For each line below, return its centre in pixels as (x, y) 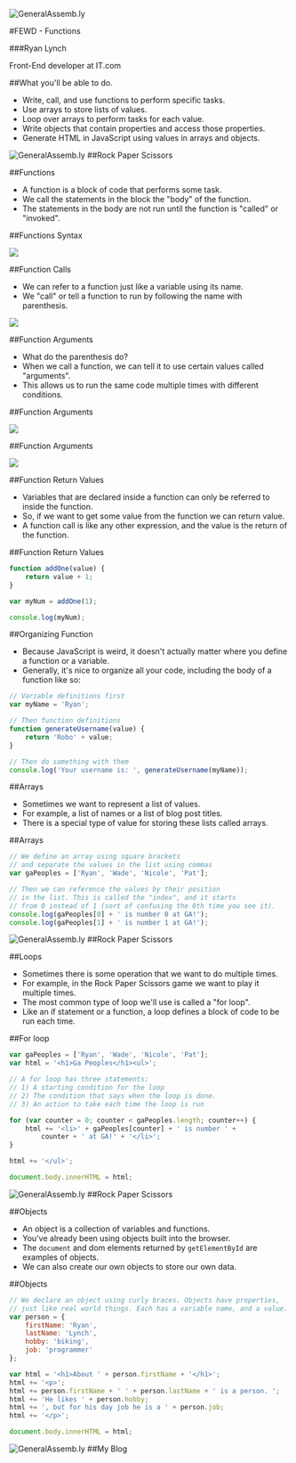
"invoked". (41, 218)
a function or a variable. (65, 661)
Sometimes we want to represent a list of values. (111, 804)
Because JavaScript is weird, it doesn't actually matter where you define (155, 651)
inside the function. (57, 507)
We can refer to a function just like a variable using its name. (133, 286)
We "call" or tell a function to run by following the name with (132, 296)
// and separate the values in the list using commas (111, 865)
